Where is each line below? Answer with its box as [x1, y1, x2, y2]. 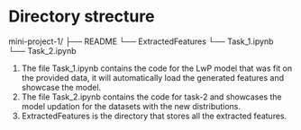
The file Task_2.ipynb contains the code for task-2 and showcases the [21, 91, 283, 102]
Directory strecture [8, 6, 155, 27]
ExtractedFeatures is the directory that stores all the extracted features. [21, 110, 287, 121]
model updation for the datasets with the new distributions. [21, 100, 241, 111]
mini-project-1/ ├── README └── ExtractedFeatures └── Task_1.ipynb [8, 36, 274, 47]
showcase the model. [21, 82, 102, 92]
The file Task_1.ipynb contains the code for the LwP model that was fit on [21, 63, 293, 74]
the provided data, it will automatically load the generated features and [21, 72, 285, 82]
